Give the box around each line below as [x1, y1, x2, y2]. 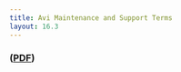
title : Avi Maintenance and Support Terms [9, 13, 173, 23]
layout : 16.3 [9, 22, 59, 31]
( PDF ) [9, 52, 35, 65]
